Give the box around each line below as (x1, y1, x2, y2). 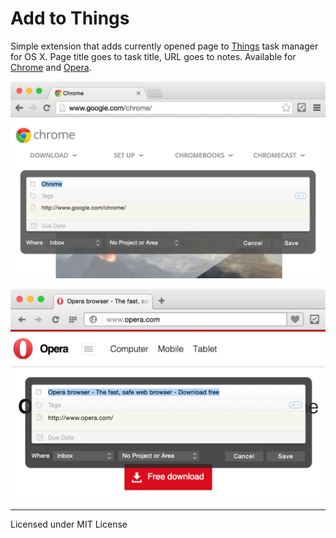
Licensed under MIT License (10, 518, 128, 530)
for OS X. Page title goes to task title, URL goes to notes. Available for (10, 50, 297, 62)
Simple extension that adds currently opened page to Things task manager (10, 40, 319, 52)
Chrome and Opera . (10, 61, 92, 73)
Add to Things (10, 7, 130, 30)
